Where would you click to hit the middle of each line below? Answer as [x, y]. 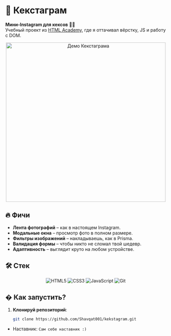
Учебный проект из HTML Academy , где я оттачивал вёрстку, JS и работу [86, 30]
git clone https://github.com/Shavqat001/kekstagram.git [75, 319]
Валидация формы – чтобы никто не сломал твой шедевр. [77, 244]
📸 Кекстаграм [36, 10]
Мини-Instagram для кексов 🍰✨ [40, 24]
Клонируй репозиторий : [40, 310]
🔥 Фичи [18, 215]
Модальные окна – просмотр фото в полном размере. [72, 233]
